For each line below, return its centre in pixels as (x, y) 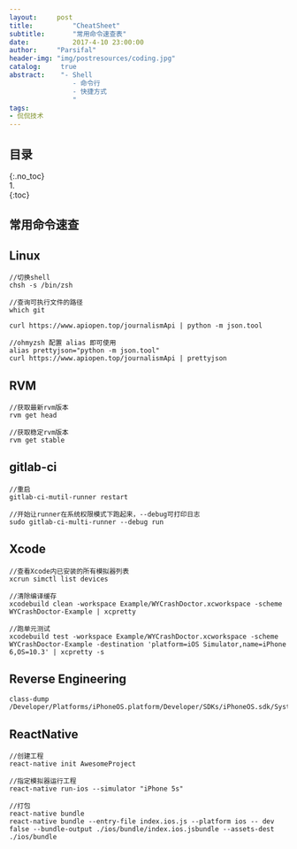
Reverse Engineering (68, 679)
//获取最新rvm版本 (39, 407)
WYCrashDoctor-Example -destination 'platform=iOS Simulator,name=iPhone (148, 644)
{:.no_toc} (27, 176)
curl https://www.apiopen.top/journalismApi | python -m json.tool (136, 326)
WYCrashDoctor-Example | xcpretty (73, 612)
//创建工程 (27, 756)
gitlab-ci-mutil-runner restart (69, 497)
